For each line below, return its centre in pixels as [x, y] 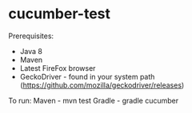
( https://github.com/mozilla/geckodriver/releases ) [102, 85]
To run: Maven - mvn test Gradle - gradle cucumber [93, 100]
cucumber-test [59, 14]
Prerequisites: [31, 36]
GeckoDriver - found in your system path [87, 76]
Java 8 [31, 51]
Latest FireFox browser [58, 68]
